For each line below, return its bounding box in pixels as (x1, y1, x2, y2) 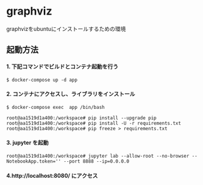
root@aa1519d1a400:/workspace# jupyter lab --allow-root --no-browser (6, 153, 190, 159)
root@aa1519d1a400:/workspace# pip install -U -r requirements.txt (6, 120, 182, 126)
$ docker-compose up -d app (6, 77, 78, 83)
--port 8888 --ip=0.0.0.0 (63, 158, 130, 164)
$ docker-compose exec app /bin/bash (6, 104, 105, 110)
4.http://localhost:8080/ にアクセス (6, 172, 98, 179)
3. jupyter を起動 (6, 139, 49, 147)
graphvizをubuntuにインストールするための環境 (6, 25, 126, 32)
